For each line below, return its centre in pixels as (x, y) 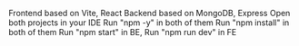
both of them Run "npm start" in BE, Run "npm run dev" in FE (123, 32)
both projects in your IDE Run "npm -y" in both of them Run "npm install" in (149, 23)
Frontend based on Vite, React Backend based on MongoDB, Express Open (149, 13)
